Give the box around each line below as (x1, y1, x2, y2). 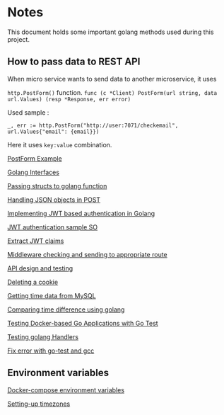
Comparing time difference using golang (7, 305, 125, 314)
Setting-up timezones (7, 399, 71, 408)
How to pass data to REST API (7, 56, 141, 68)
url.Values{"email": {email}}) (7, 128, 100, 135)
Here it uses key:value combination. (7, 140, 112, 149)
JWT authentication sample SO (7, 222, 98, 231)
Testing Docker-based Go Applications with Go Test (7, 319, 158, 327)
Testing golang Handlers (7, 332, 79, 341)
